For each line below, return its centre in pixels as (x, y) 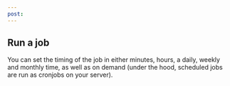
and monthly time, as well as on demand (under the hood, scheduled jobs (115, 68)
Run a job (28, 43)
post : (15, 14)
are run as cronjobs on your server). (60, 75)
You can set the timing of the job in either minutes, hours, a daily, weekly (114, 60)
